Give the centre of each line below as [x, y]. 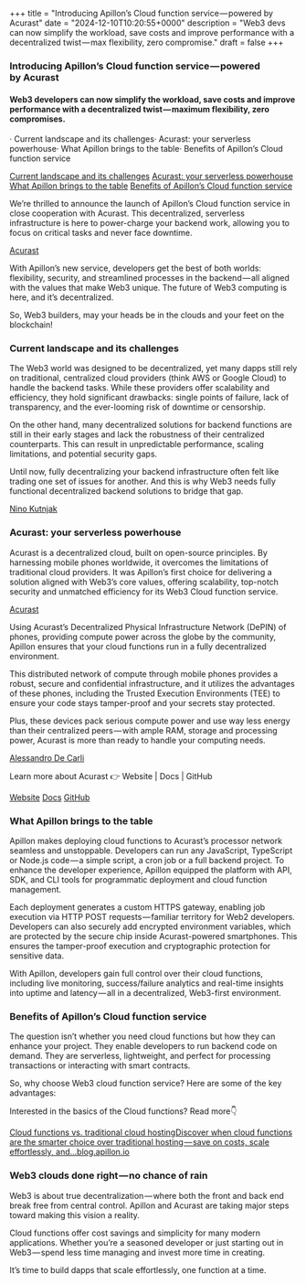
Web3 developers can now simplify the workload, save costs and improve [152, 99]
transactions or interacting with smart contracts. [100, 1065]
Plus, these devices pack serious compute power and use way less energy [150, 721]
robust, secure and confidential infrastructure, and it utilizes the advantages [152, 683]
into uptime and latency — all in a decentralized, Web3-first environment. [145, 993]
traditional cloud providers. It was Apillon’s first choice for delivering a [141, 572]
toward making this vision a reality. [74, 1214]
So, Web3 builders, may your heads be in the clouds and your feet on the [147, 316]
